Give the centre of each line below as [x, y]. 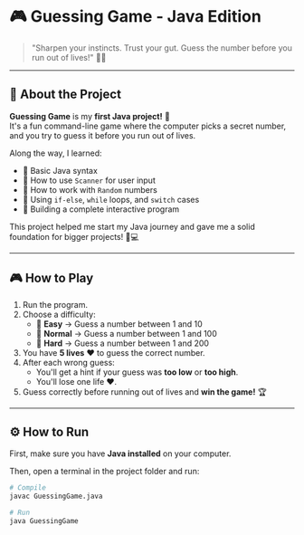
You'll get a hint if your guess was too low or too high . [137, 372]
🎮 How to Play [52, 278]
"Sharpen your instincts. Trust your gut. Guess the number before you [161, 48]
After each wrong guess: [68, 362]
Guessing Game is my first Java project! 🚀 [90, 116]
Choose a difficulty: [59, 314]
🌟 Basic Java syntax [60, 170]
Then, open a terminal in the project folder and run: [104, 472]
